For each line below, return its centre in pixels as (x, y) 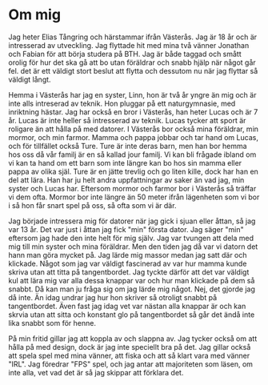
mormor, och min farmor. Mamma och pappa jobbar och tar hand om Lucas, (133, 137)
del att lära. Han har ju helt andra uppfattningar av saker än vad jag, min (126, 180)
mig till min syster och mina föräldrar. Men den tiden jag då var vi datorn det (133, 247)
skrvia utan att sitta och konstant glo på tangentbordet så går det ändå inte (132, 315)
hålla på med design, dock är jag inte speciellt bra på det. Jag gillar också (130, 347)
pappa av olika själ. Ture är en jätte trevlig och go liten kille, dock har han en (133, 171)
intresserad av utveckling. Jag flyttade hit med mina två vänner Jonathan (129, 45)
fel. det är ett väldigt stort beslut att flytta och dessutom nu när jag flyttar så (133, 70)
